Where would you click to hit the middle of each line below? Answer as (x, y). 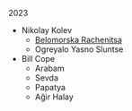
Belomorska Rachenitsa (79, 40)
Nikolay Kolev (47, 30)
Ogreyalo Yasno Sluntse (79, 49)
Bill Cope (38, 59)
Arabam (49, 68)
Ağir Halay (54, 97)
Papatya (50, 87)
